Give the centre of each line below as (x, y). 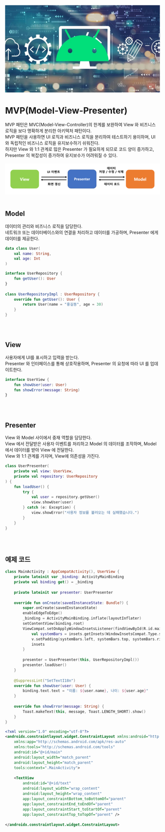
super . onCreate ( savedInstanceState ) (60, 608)
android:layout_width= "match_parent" (53, 757)
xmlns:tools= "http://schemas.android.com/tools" (65, 747)
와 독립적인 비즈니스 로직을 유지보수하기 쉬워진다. (52, 143)
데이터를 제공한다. (22, 238)
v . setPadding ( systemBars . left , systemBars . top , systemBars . (94, 639)
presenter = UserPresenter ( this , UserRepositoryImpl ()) (81, 660)
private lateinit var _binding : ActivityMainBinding (69, 577)
